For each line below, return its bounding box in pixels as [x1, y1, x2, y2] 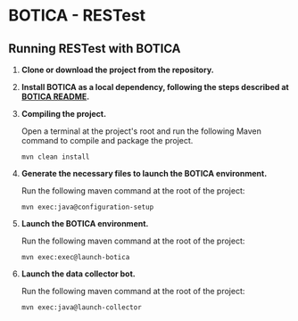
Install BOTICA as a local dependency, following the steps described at [21, 82, 289, 92]
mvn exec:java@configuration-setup [21, 202, 154, 211]
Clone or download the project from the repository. [21, 64, 215, 75]
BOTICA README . [21, 91, 90, 102]
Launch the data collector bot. [21, 268, 136, 279]
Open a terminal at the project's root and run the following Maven [21, 126, 262, 136]
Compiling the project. [21, 109, 107, 119]
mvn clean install [21, 152, 90, 161]
